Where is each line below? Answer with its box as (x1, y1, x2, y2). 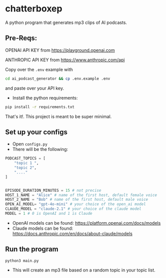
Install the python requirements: (12, 95, 78, 101)
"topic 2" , (14, 165, 37, 170)
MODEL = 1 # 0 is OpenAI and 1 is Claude (5, 211, 93, 216)
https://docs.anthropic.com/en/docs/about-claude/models (12, 230, 133, 237)
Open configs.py (12, 141, 48, 147)
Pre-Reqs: (5, 34, 37, 42)
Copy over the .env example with (5, 66, 73, 72)
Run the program (5, 245, 59, 254)
